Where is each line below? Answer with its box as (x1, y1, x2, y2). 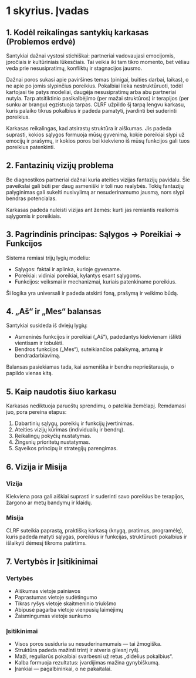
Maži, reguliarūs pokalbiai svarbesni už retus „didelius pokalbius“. (14, 653, 173, 660)
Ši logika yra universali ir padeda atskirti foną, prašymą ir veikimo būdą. (6, 289, 178, 296)
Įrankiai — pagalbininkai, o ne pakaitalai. (14, 665, 112, 673)
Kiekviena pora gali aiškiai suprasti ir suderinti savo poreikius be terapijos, (6, 493, 185, 500)
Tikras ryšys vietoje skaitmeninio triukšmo (14, 600, 117, 607)
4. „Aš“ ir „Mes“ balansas (6, 306, 102, 316)
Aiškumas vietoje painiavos (14, 587, 81, 594)
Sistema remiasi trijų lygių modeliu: (6, 254, 90, 261)
